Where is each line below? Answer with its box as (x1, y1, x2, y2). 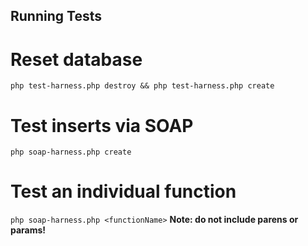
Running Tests (10, 8, 102, 25)
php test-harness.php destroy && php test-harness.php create (10, 81, 275, 91)
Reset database (10, 48, 143, 71)
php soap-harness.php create (10, 147, 132, 158)
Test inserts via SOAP (10, 114, 194, 137)
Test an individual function (10, 180, 237, 203)
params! (10, 224, 47, 236)
